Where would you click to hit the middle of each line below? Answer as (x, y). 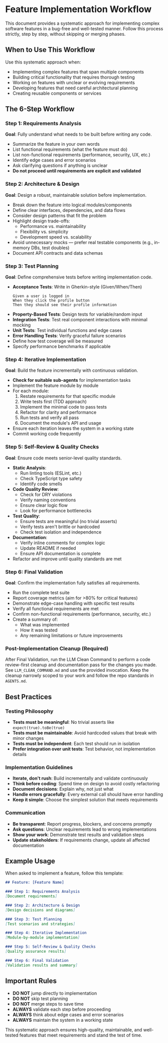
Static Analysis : (29, 468)
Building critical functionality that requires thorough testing (74, 77)
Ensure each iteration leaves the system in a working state (73, 428)
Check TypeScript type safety (51, 478)
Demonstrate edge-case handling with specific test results (73, 603)
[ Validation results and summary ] (42, 965)
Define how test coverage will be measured (58, 341)
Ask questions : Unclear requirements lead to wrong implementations (85, 829)
